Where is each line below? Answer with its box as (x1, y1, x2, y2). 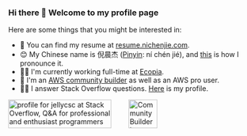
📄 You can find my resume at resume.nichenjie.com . (19, 40, 190, 50)
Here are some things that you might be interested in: (8, 25, 182, 35)
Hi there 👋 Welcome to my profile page (8, 7, 159, 18)
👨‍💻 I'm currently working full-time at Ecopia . (19, 67, 165, 77)
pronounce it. (19, 59, 64, 68)
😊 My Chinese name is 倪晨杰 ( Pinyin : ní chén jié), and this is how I (19, 50, 239, 59)
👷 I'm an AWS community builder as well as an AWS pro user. (19, 75, 220, 85)
